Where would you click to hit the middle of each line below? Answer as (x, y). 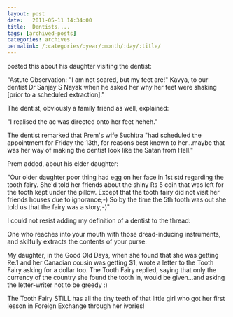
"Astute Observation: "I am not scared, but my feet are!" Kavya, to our (108, 80)
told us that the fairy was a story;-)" (59, 207)
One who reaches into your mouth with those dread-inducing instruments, (114, 234)
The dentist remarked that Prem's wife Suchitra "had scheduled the (104, 135)
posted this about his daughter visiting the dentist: (79, 66)
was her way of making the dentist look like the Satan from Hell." (100, 150)
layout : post (26, 14)
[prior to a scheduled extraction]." (56, 94)
